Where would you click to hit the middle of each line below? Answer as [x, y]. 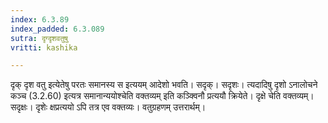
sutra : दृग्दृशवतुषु [39, 38]
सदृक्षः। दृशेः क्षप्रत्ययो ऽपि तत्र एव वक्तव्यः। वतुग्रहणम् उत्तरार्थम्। [108, 107]
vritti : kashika [44, 47]
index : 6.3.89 [40, 19]
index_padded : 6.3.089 [57, 29]
